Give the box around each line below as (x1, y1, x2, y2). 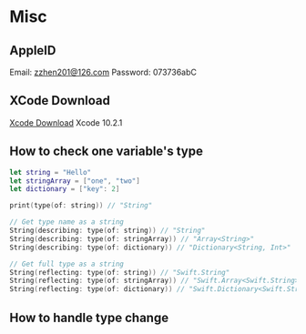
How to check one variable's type (9, 144, 203, 159)
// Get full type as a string (9, 259, 125, 268)
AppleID (9, 43, 56, 58)
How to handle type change (9, 309, 169, 325)
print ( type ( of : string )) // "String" (9, 201, 153, 210)
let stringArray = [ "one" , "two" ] (9, 176, 141, 186)
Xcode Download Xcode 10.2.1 (9, 116, 123, 128)
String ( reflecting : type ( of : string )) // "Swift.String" (9, 268, 230, 277)
